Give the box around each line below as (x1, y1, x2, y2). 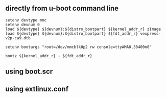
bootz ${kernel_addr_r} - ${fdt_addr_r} (5, 53, 93, 58)
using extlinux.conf (5, 84, 69, 93)
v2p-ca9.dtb (5, 35, 31, 40)
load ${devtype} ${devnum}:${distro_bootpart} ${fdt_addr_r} (5, 31, 138, 36)
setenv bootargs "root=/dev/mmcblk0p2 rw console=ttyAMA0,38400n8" (5, 44, 152, 50)
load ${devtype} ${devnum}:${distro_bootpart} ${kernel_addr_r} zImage (5, 27, 161, 32)
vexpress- (140, 31, 161, 36)
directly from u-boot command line (5, 4, 119, 13)
